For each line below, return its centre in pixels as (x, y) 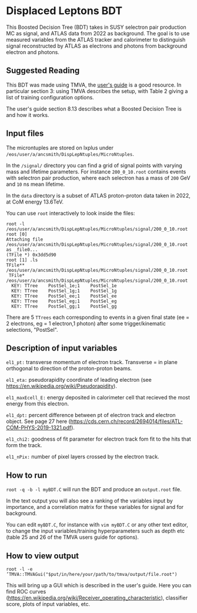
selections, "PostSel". (32, 329)
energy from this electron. (38, 404)
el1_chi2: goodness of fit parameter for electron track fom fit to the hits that (98, 439)
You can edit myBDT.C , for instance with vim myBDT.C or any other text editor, (97, 525)
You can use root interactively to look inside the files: (71, 213)
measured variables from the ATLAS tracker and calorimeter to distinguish (96, 39)
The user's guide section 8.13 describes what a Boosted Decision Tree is (94, 109)
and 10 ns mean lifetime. (36, 184)
